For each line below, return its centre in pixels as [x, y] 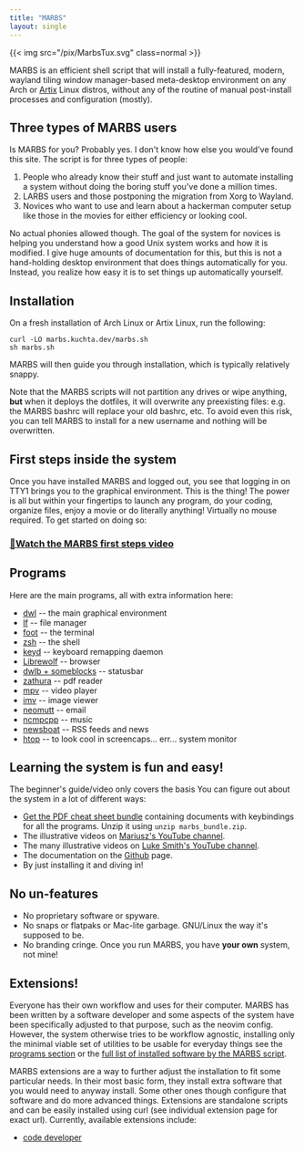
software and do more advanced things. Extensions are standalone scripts [149, 1101]
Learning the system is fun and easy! [117, 768]
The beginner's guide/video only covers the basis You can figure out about [150, 789]
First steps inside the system [93, 459]
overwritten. [32, 431]
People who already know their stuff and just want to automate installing [158, 177]
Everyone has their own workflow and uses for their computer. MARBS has [149, 1005]
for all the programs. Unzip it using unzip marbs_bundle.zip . [135, 826]
